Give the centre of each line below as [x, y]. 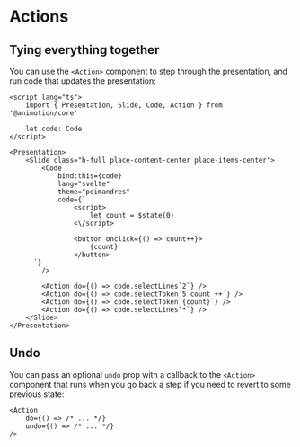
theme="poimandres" [93, 192]
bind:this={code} [90, 176]
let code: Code [54, 129]
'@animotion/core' [44, 113]
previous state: [37, 394]
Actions [39, 17]
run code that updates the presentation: [83, 81]
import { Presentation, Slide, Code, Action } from [124, 105]
